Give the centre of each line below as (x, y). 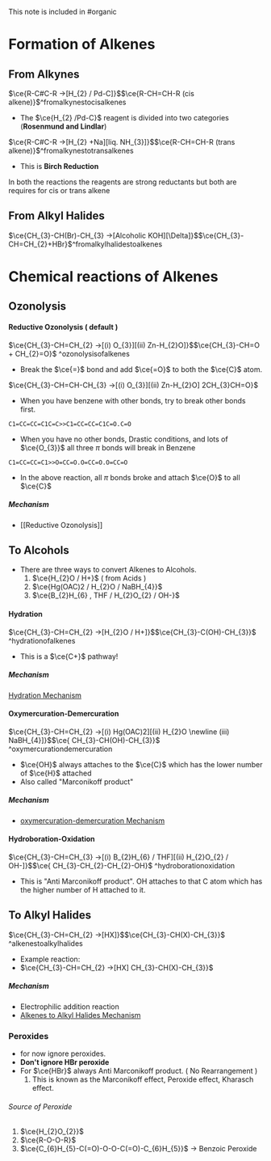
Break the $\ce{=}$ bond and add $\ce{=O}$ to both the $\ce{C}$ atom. (141, 369)
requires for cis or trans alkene (59, 190)
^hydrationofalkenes (42, 640)
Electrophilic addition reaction (69, 1007)
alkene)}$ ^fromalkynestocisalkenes (67, 102)
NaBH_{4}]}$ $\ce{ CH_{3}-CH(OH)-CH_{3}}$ (84, 740)
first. (28, 409)
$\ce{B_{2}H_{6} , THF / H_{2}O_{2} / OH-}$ (106, 595)
